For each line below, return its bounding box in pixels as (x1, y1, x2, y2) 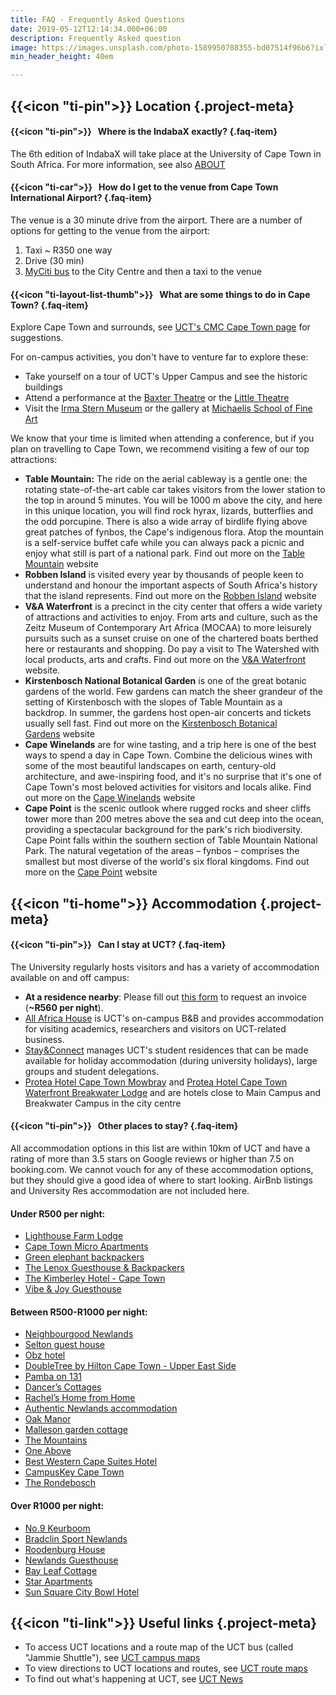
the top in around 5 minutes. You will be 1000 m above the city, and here (24, 494, 323, 506)
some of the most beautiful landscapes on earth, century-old (24, 760, 277, 772)
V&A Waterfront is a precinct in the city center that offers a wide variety (24, 601, 323, 613)
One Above (24, 1445, 72, 1457)
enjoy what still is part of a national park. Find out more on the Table (24, 547, 306, 560)
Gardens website (24, 728, 95, 740)
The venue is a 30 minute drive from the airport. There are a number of (10, 214, 303, 226)
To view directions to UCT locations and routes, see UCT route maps (24, 1662, 308, 1675)
